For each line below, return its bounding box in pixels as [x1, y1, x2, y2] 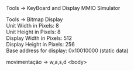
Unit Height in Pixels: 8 [6, 28, 61, 35]
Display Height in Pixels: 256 [6, 41, 75, 48]
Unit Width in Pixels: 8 [6, 22, 60, 29]
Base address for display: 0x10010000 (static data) [6, 47, 129, 54]
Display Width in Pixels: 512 [6, 35, 72, 42]
